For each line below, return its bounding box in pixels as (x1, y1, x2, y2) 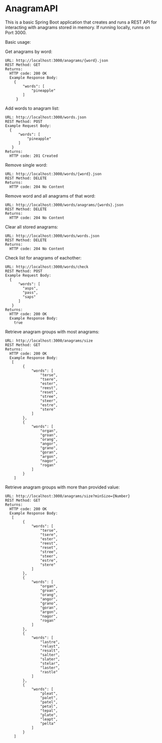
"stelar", (40, 661, 60, 666)
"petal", (40, 704, 58, 709)
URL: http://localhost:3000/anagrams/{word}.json (5, 58, 109, 63)
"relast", (40, 643, 60, 649)
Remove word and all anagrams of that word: (5, 193, 95, 199)
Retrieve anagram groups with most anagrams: (5, 329, 99, 334)
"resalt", (40, 648, 60, 653)
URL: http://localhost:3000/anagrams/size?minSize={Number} (5, 493, 131, 498)
